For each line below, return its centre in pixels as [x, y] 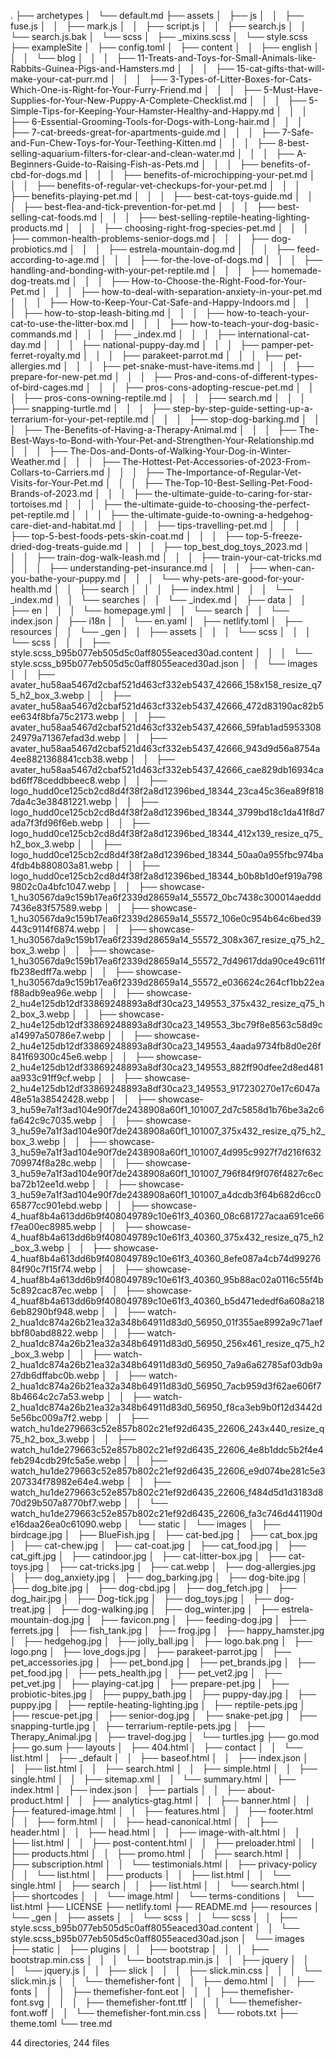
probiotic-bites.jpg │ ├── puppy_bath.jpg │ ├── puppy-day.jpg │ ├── [163, 1694]
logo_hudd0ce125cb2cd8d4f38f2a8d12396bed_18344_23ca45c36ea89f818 [167, 791]
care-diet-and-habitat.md [63, 525]
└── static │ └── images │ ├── [208, 1524]
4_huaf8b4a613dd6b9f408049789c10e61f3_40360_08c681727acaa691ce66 [167, 1216]
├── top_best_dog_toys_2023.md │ [237, 546]
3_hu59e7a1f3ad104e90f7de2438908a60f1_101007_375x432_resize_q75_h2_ [168, 1131]
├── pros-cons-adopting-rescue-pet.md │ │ [219, 387]
